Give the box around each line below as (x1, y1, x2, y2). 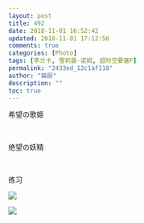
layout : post (8, 11, 52, 20)
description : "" (8, 79, 63, 87)
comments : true (8, 42, 60, 50)
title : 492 (8, 19, 45, 27)
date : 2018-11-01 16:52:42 (8, 27, 99, 35)
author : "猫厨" (8, 72, 57, 80)
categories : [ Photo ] (8, 49, 78, 57)
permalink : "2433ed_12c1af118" (8, 64, 113, 72)
